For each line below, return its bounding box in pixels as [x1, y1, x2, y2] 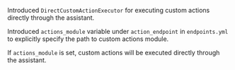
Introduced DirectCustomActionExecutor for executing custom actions [7, 6, 210, 14]
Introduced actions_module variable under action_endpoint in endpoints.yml [7, 28, 229, 35]
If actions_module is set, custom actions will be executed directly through [7, 49, 220, 57]
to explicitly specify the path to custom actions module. [7, 35, 169, 43]
